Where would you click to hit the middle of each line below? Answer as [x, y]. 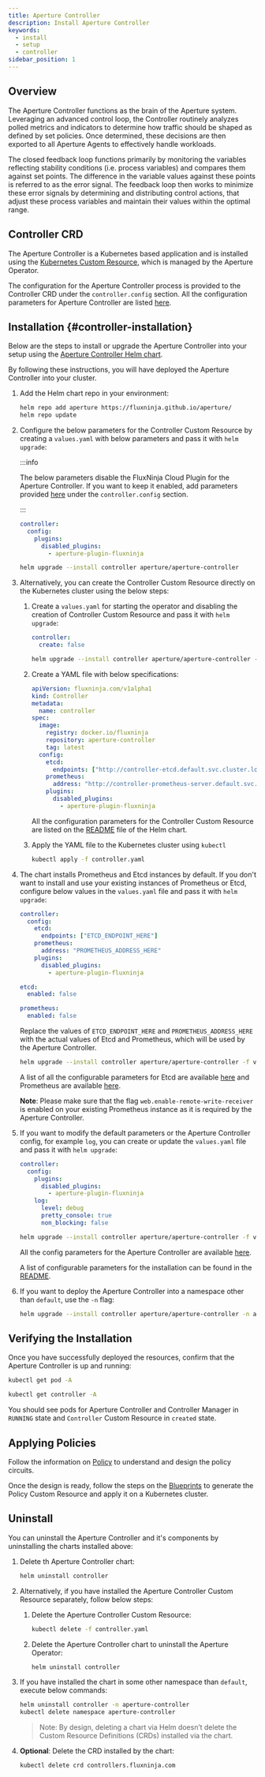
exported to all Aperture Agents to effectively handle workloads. [112, 144]
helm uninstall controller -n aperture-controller [105, 1705]
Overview [33, 92]
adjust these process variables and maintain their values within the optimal [129, 201]
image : [49, 726]
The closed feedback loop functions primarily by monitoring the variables [127, 159]
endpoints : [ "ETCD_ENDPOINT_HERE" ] [99, 936]
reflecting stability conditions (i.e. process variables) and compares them [127, 167]
